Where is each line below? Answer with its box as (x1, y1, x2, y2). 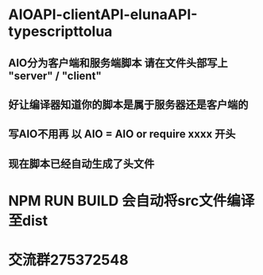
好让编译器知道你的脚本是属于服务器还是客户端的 (8, 98, 249, 111)
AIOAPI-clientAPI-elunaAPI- (8, 6, 198, 24)
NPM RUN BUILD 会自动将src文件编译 (8, 192, 255, 210)
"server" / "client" (8, 69, 102, 83)
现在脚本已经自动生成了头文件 (8, 157, 155, 170)
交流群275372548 (8, 251, 129, 269)
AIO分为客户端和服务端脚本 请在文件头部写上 (8, 56, 228, 69)
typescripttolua (8, 22, 113, 41)
